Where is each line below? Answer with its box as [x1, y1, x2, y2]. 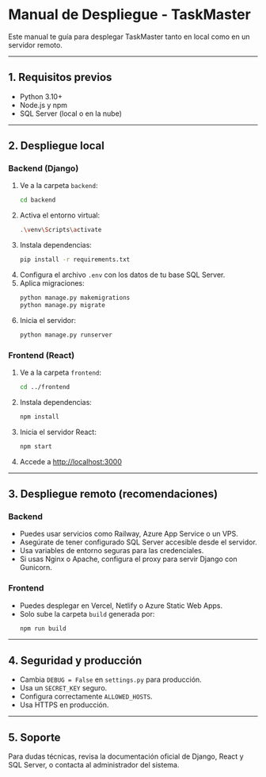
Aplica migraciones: [19, 279, 85, 288]
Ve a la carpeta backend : [19, 181, 98, 190]
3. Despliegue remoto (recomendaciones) [8, 487, 218, 501]
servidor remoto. [8, 40, 63, 49]
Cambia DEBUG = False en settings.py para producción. [19, 675, 202, 684]
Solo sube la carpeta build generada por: [19, 609, 155, 618]
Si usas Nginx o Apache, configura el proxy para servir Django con [19, 554, 237, 564]
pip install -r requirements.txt [19, 256, 131, 263]
